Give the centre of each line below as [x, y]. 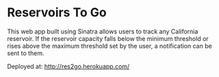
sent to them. [26, 53]
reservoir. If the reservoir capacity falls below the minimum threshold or [108, 38]
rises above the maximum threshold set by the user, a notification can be [109, 46]
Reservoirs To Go [57, 13]
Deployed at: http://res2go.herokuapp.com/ [68, 66]
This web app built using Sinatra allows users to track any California [103, 31]
